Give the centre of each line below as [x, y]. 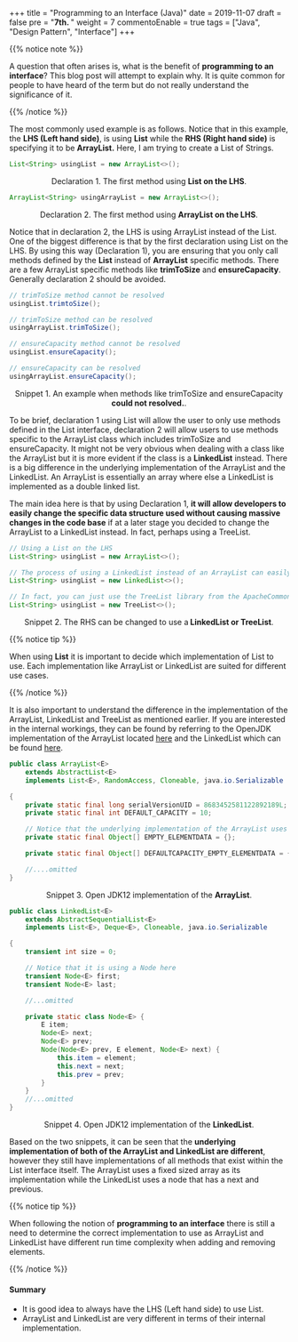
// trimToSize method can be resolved [81, 319]
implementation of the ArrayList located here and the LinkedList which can [145, 738]
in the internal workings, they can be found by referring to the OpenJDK [141, 729]
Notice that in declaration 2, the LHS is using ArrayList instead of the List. [143, 231]
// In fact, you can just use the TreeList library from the [125, 597]
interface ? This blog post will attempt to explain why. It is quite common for [147, 76]
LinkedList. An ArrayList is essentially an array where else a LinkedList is [141, 477]
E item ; [55, 1025]
